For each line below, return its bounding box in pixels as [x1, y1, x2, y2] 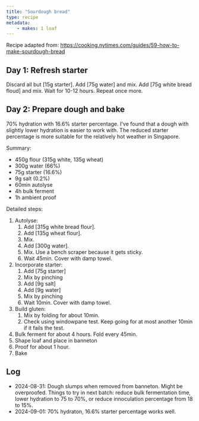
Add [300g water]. [23, 242, 70, 249]
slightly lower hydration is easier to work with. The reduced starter [6, 126, 169, 134]
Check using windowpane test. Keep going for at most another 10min [23, 318, 193, 325]
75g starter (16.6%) [14, 168, 62, 175]
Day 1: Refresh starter [6, 65, 88, 75]
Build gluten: [14, 305, 46, 312]
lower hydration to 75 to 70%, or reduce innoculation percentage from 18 [14, 395, 193, 402]
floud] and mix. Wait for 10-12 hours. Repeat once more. [6, 87, 143, 95]
